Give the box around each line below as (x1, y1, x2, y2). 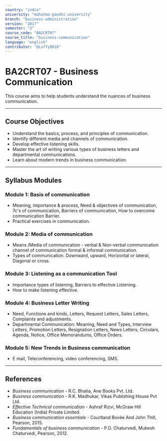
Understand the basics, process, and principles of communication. (12, 131, 149, 137)
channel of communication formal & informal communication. (12, 247, 138, 253)
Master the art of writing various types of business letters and (12, 147, 139, 152)
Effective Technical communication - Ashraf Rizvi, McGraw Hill (12, 404, 141, 410)
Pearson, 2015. (12, 420, 43, 426)
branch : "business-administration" (5, 16, 79, 21)
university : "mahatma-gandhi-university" (5, 12, 92, 17)
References (5, 375, 42, 383)
